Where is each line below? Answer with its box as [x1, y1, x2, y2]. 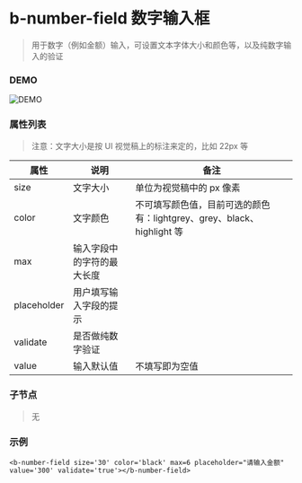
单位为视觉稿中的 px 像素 [135, 181, 241, 194]
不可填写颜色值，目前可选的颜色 [135, 198, 271, 211]
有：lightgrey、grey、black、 [135, 212, 259, 224]
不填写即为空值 [135, 360, 200, 373]
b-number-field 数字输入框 [9, 8, 210, 29]
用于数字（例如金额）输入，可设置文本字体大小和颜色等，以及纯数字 [31, 40, 284, 50]
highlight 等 [135, 225, 184, 238]
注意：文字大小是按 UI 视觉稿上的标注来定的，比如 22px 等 [31, 140, 249, 151]
